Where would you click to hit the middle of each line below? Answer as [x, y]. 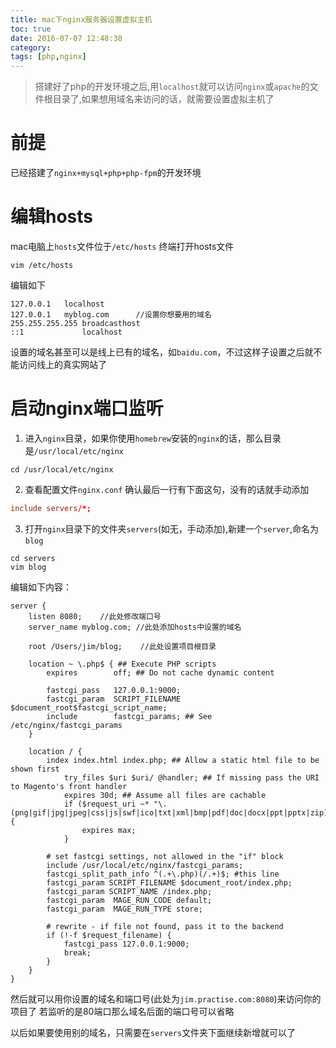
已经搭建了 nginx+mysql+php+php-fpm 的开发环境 [106, 173]
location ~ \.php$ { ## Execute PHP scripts [122, 664]
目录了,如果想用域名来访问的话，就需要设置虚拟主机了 [163, 99]
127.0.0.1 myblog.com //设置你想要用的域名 [111, 315]
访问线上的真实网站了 [62, 364]
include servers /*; [51, 508]
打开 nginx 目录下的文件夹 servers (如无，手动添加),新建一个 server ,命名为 [171, 528]
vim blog [28, 567]
